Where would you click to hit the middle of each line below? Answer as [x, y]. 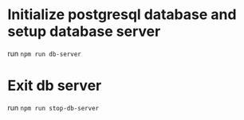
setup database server [84, 31]
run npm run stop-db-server [53, 107]
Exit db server [55, 86]
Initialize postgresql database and [122, 15]
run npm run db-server [44, 53]
